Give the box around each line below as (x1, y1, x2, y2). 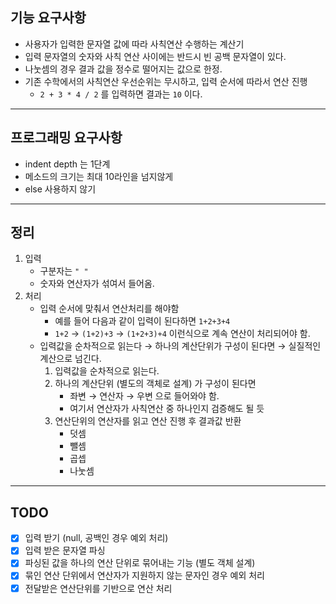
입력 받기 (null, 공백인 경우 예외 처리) (24, 532, 169, 544)
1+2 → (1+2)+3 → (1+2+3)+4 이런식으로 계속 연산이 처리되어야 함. (54, 328, 311, 340)
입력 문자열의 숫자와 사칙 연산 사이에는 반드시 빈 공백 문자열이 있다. (24, 50, 287, 62)
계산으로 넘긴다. (39, 353, 102, 365)
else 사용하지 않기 (24, 183, 97, 195)
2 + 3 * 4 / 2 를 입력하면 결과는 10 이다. (39, 88, 203, 100)
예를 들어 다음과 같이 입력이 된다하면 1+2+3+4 (54, 315, 231, 327)
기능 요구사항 (10, 9, 87, 27)
